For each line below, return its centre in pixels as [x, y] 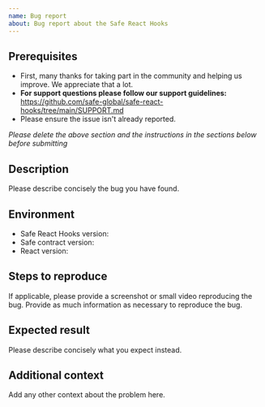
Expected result [49, 330]
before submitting [38, 144]
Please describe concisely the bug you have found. [94, 188]
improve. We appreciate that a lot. [77, 84]
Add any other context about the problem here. [87, 395]
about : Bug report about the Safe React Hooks [88, 24]
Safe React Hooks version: [64, 233]
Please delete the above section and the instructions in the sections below [132, 135]
